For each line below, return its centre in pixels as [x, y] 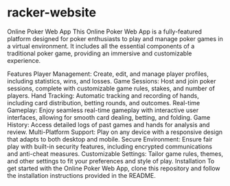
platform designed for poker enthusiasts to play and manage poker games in [115, 38]
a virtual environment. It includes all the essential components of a [101, 46]
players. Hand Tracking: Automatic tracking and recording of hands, [103, 95]
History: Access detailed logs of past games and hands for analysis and [108, 124]
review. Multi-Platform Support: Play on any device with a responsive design [115, 132]
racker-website [52, 13]
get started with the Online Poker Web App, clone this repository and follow [114, 168]
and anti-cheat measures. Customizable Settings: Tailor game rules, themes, [115, 154]
